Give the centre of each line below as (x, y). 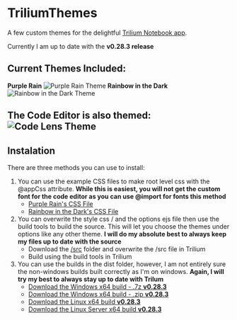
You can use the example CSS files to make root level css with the (114, 181)
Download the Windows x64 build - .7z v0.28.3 (98, 286)
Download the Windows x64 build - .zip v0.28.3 (98, 294)
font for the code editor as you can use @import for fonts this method (122, 196)
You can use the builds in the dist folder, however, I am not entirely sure (122, 264)
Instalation (31, 150)
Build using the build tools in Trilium (80, 256)
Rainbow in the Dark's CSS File (73, 211)
